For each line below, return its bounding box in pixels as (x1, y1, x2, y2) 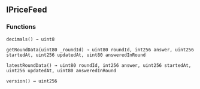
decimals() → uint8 (6, 36, 55, 42)
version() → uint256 (6, 78, 58, 84)
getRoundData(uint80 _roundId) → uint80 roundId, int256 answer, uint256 (6, 47, 195, 53)
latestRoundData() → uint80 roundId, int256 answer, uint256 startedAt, (6, 62, 192, 68)
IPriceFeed (6, 5, 47, 15)
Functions (6, 23, 36, 31)
